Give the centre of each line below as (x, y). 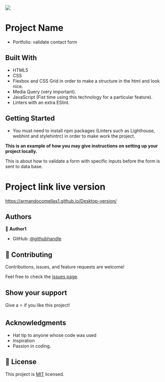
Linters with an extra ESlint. (41, 102)
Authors (18, 217)
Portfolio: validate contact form (45, 42)
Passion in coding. (32, 346)
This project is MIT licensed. (35, 374)
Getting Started (30, 118)
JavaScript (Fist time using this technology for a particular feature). (82, 97)
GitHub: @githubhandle (37, 239)
